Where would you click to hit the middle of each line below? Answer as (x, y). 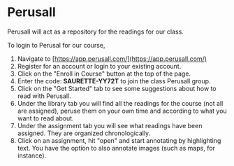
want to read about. (46, 118)
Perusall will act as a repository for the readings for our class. (95, 32)
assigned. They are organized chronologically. (84, 133)
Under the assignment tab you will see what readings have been (110, 125)
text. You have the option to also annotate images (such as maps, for (116, 148)
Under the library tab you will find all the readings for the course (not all (120, 103)
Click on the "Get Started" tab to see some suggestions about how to (117, 88)
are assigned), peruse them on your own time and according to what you (122, 111)
